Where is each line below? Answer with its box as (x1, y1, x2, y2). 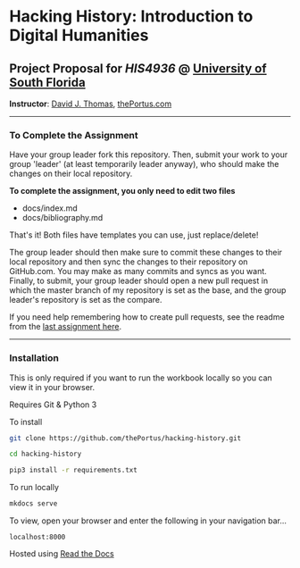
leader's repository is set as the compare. (9, 295, 162, 305)
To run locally (9, 482, 60, 493)
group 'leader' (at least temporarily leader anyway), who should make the (9, 159, 279, 170)
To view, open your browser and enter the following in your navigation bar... (9, 515, 287, 526)
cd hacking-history (9, 449, 82, 459)
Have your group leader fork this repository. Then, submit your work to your (9, 149, 288, 160)
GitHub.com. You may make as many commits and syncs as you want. (9, 266, 268, 277)
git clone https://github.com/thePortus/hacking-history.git (9, 433, 242, 443)
